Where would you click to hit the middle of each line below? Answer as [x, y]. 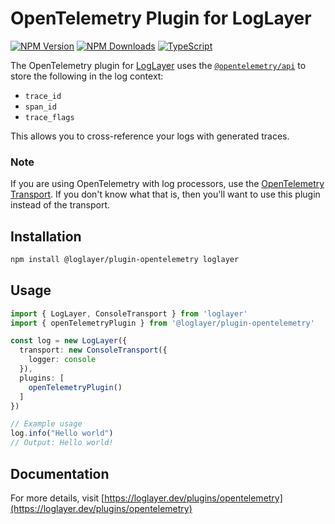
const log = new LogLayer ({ [69, 341]
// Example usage [46, 424]
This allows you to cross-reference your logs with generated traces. [150, 136]
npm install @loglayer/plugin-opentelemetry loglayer [125, 260]
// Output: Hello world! [62, 443]
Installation [46, 236]
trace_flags [49, 117]
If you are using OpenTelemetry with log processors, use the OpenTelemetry [167, 184]
